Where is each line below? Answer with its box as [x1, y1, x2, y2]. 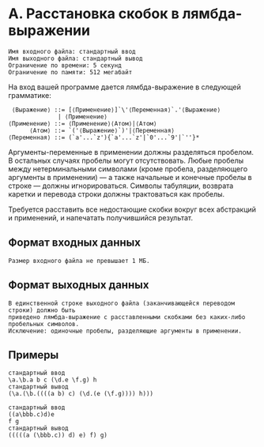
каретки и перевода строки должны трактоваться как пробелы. [8, 189, 225, 198]
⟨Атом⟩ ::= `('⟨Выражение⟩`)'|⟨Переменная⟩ [28, 126, 175, 134]
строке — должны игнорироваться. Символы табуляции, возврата [8, 181, 234, 190]
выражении [8, 21, 91, 39]
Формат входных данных [8, 236, 141, 250]
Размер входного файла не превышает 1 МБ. [8, 257, 150, 265]
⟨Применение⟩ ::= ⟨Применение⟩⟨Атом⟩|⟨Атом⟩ [8, 119, 157, 127]
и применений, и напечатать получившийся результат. [8, 212, 194, 222]
